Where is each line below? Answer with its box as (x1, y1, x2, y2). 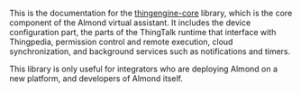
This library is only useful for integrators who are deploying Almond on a (9, 63, 278, 74)
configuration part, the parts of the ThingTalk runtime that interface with (9, 27, 277, 37)
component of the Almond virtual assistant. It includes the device (9, 17, 251, 28)
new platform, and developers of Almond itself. (9, 73, 183, 84)
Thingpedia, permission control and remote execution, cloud (9, 36, 233, 47)
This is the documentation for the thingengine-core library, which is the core (9, 8, 293, 18)
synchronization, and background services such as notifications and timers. (9, 46, 291, 57)
